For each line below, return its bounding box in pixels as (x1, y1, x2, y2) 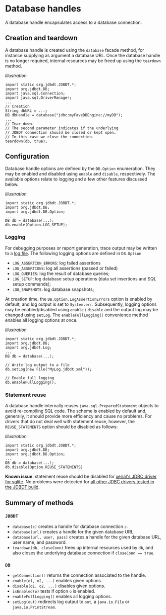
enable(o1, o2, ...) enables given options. (12, 578, 103, 584)
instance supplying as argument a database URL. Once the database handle (5, 52, 161, 58)
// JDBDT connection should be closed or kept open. (5, 130, 116, 135)
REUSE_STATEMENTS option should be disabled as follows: (5, 424, 118, 430)
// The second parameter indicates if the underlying (5, 125, 119, 131)
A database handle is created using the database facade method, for (5, 47, 145, 53)
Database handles (5, 3, 82, 14)
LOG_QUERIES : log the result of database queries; (12, 270, 110, 276)
